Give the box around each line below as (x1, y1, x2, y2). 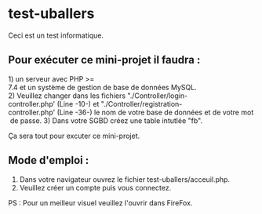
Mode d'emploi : (8, 154, 89, 167)
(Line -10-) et (56, 99, 100, 108)
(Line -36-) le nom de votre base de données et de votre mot (56, 107, 254, 117)
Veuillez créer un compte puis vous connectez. (19, 183, 172, 192)
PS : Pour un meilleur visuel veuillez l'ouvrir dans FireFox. (8, 198, 193, 208)
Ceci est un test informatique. (8, 31, 104, 40)
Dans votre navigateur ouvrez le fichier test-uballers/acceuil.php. (19, 174, 230, 184)
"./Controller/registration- (100, 99, 183, 108)
